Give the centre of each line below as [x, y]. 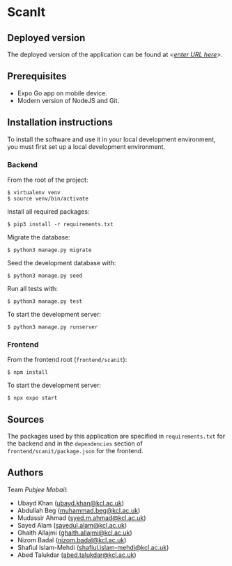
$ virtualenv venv [34, 192]
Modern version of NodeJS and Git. [68, 100]
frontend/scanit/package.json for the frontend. [76, 451]
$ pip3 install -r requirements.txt [60, 224]
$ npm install [28, 372]
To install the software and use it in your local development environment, [111, 139]
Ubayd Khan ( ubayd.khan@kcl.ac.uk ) [70, 503]
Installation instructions [60, 123]
